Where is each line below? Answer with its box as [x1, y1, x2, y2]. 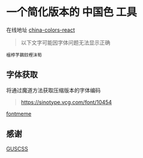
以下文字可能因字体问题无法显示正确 [20, 39, 111, 46]
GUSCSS [6, 145, 29, 152]
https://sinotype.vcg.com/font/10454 [20, 98, 112, 106]
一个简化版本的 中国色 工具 [6, 5, 138, 19]
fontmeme [6, 110, 32, 117]
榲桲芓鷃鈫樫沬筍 [6, 52, 42, 58]
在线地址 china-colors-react [6, 26, 75, 33]
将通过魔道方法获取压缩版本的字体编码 [6, 86, 101, 94]
